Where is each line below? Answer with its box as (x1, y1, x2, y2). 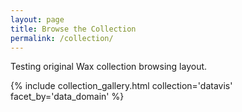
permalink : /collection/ (10, 33, 114, 43)
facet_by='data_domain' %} (10, 91, 125, 103)
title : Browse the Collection (10, 24, 137, 34)
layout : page (10, 14, 65, 25)
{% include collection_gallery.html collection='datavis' (10, 80, 233, 92)
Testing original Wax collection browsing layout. (10, 61, 208, 73)
